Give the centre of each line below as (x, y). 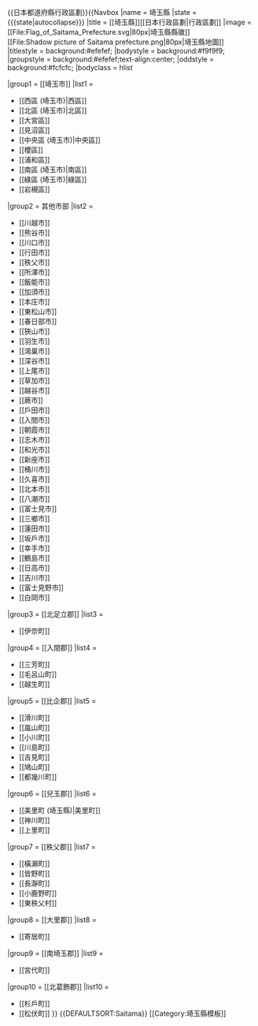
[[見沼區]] (34, 130)
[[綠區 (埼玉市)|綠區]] (53, 179)
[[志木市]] (34, 440)
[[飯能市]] (34, 282)
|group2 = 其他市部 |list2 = (50, 206)
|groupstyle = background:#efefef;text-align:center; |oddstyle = (111, 59)
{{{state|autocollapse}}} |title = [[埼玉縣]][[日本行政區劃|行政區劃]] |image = (130, 22)
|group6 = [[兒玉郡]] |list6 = (52, 793)
